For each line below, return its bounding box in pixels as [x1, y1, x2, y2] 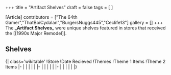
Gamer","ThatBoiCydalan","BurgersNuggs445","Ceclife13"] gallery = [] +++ [5, 20, 163, 25]
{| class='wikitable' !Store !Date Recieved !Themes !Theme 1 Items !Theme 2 [5, 58, 166, 64]
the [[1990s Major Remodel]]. [5, 30, 67, 36]
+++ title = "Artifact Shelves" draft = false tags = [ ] [5, 5, 113, 10]
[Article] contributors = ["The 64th [5, 14, 78, 20]
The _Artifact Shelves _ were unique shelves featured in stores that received [5, 25, 166, 31]
